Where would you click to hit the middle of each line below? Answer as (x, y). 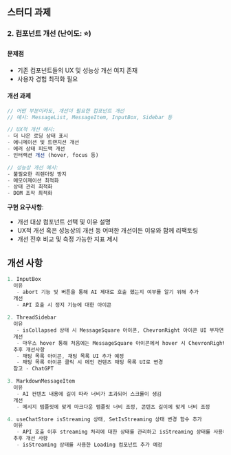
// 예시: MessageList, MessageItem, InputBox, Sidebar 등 (90, 117)
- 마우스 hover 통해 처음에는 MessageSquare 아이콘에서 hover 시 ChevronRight (121, 343)
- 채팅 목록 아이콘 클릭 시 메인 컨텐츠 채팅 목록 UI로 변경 (90, 362)
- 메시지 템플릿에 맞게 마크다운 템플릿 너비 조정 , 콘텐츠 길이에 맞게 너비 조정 (113, 407)
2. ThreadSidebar (32, 318)
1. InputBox (24, 279)
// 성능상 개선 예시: (33, 167)
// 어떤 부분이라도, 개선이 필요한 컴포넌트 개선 (66, 111)
